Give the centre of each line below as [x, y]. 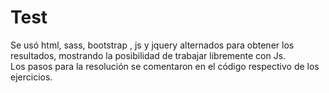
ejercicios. [31, 77]
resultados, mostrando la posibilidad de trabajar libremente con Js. [148, 55]
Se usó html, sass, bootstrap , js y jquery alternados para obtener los [152, 45]
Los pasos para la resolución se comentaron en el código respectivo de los [165, 66]
